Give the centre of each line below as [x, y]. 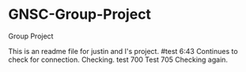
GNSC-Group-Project [80, 14]
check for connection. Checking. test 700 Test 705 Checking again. [118, 59]
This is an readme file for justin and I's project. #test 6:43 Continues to [123, 51]
